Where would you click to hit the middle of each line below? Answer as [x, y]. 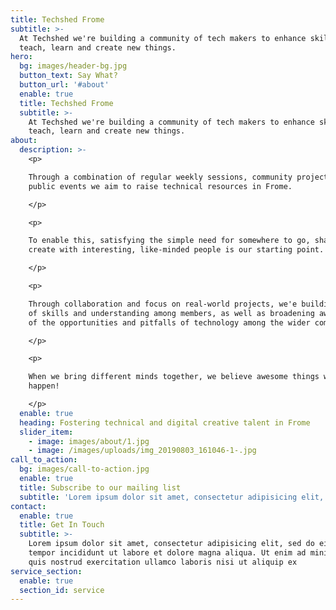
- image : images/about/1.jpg [89, 441]
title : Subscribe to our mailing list [100, 487]
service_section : [46, 571]
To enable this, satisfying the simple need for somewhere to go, [169, 241]
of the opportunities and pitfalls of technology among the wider [169, 322]
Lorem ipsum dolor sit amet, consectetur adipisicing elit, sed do [171, 544]
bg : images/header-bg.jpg [73, 66]
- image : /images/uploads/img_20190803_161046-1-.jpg [142, 451]
